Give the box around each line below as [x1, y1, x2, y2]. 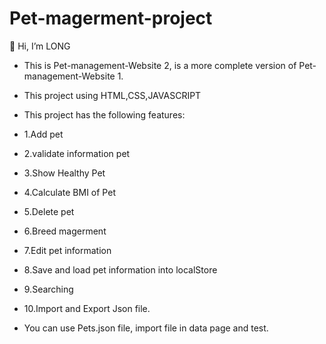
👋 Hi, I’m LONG [9, 40, 71, 52]
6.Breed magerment [23, 225, 107, 237]
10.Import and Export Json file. [23, 302, 151, 314]
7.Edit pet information [23, 244, 112, 256]
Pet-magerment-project [9, 7, 213, 30]
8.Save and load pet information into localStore [23, 263, 218, 276]
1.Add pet [23, 128, 64, 140]
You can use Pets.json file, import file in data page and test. [23, 322, 269, 334]
